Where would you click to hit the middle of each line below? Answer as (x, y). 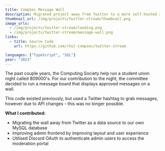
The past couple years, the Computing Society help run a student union (77, 74)
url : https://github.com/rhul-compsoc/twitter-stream (70, 46)
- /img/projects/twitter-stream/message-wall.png (61, 32)
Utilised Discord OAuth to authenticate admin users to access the (78, 138)
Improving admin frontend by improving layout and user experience (80, 133)
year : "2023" (18, 59)
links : (12, 37)
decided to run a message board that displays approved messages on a (78, 84)
